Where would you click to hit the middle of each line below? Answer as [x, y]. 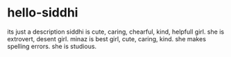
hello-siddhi [43, 13]
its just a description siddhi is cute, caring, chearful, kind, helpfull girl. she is [115, 32]
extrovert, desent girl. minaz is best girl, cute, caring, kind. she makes [107, 38]
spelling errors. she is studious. [52, 46]
